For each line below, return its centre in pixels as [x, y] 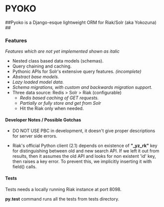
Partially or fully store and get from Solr [60, 103]
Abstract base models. [36, 77]
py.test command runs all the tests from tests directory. [62, 199]
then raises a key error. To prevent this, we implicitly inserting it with [82, 161]
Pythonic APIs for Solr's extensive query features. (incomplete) [77, 71]
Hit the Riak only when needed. [52, 108]
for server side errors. [35, 136]
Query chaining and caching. [42, 66]
